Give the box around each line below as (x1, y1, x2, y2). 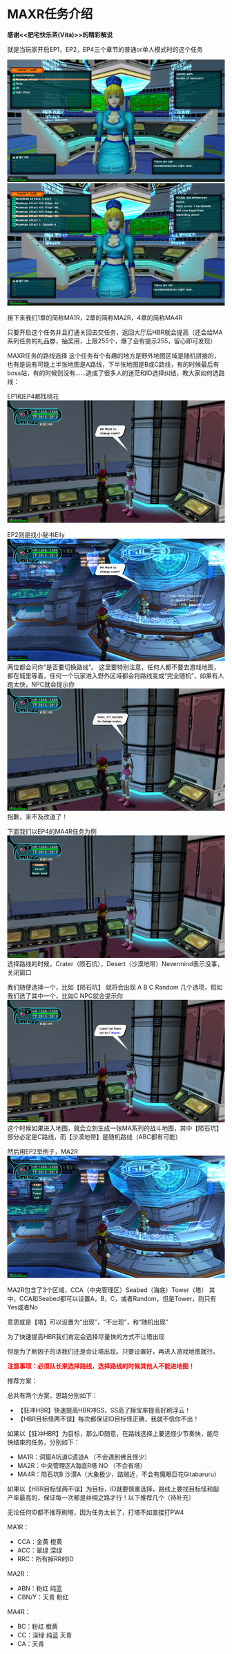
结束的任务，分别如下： (12, 1437, 80, 1446)
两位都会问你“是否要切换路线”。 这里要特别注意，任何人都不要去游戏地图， (7, 662, 220, 671)
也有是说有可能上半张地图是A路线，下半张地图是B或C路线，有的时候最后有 (7, 360, 220, 368)
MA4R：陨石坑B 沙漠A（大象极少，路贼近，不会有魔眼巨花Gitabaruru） (17, 1470, 220, 1478)
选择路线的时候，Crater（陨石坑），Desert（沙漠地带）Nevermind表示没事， (7, 959, 224, 967)
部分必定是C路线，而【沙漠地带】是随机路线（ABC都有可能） (7, 1132, 182, 1140)
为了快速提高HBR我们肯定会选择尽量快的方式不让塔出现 (7, 1332, 165, 1341)
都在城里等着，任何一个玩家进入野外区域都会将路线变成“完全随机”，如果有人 (7, 671, 224, 680)
